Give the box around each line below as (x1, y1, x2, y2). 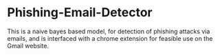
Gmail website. (7, 41, 49, 50)
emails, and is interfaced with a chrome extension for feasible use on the (7, 34, 213, 42)
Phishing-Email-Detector (7, 5, 153, 20)
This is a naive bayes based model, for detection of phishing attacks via (7, 27, 210, 35)
